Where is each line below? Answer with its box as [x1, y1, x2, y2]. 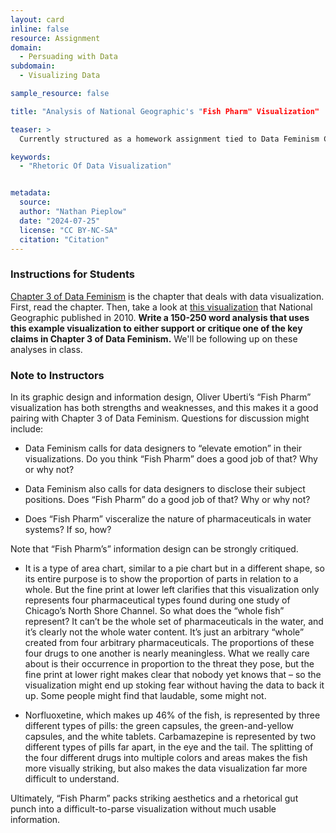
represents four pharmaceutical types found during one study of [24, 594, 291, 606]
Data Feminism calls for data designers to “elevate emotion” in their [24, 442, 303, 454]
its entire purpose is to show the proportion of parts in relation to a [24, 572, 299, 585]
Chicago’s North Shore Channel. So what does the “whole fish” [24, 604, 285, 616]
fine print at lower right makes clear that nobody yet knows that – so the [24, 668, 322, 680]
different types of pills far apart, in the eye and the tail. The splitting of [24, 741, 314, 753]
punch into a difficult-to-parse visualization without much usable [10, 802, 277, 815]
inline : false [10, 24, 70, 34]
